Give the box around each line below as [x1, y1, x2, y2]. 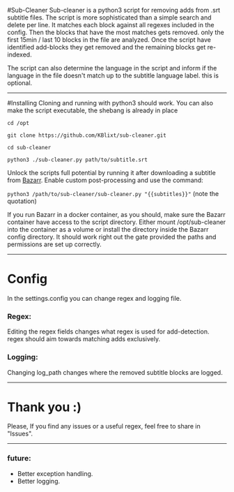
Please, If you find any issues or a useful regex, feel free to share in [7, 422, 201, 431]
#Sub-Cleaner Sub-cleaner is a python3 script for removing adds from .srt [7, 6, 221, 14]
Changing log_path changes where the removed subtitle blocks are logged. [7, 368, 223, 376]
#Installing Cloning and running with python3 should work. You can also [7, 99, 214, 107]
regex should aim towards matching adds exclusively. [7, 335, 161, 343]
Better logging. [17, 477, 61, 485]
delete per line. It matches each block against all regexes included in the [7, 21, 214, 29]
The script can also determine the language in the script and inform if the [7, 64, 217, 72]
